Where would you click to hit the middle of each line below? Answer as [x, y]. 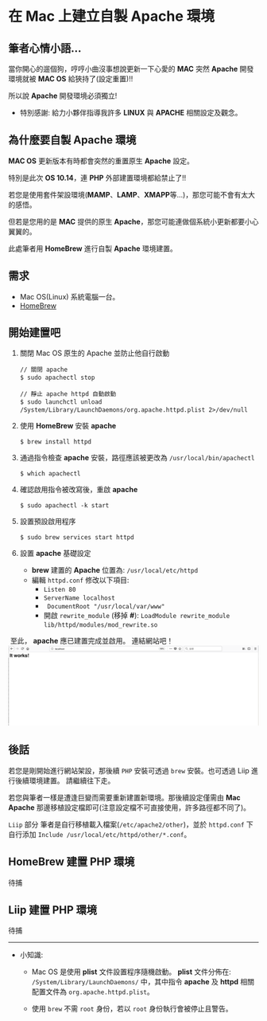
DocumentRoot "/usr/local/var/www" [106, 607]
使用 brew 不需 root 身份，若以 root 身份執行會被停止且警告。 [132, 1009]
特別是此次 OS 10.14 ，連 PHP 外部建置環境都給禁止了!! [97, 178]
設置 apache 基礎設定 [55, 554]
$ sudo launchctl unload [61, 402]
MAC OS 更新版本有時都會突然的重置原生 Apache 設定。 [101, 161]
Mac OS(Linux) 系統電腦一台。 [70, 296]
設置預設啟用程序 [48, 522]
